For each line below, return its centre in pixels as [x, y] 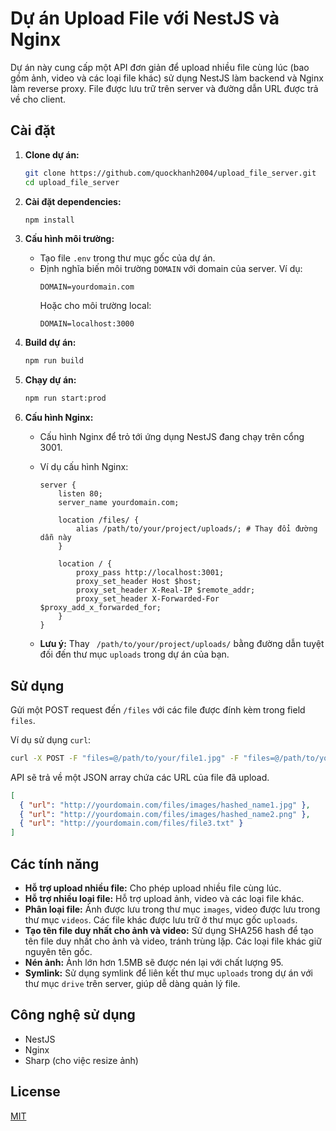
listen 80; [80, 494]
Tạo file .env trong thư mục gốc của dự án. [127, 258]
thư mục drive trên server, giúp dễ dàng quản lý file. [132, 983]
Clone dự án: [52, 154]
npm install [49, 220]
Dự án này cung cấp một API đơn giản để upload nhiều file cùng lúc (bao [160, 67]
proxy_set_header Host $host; [138, 582]
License [35, 1092]
